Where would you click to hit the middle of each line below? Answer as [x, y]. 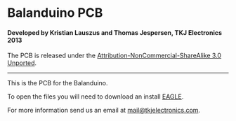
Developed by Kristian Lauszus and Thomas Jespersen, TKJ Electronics [115, 32]
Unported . [22, 63]
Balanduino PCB [55, 13]
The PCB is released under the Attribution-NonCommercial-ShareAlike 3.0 [114, 56]
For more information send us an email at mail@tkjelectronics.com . [104, 111]
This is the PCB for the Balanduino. [58, 83]
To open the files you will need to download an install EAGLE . [96, 97]
